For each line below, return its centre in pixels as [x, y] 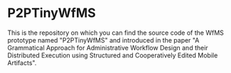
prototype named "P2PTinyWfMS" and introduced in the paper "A [103, 40]
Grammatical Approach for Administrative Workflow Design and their [108, 47]
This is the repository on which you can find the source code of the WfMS [116, 33]
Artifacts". [22, 62]
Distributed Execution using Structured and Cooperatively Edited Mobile [113, 55]
